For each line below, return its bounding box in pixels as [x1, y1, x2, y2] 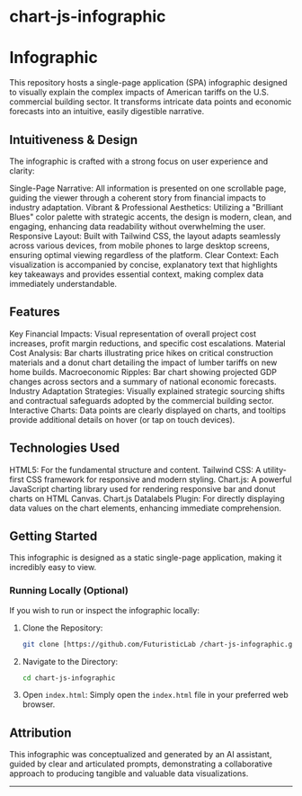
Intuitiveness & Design [9, 132, 138, 148]
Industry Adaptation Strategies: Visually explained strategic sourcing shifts [9, 385, 286, 397]
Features [9, 304, 60, 320]
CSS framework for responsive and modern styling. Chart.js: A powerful [25, 474, 292, 485]
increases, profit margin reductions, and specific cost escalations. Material [9, 337, 286, 348]
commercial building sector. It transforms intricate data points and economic [9, 96, 292, 107]
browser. [22, 699, 56, 710]
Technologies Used [9, 441, 120, 456]
